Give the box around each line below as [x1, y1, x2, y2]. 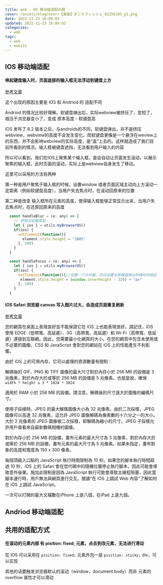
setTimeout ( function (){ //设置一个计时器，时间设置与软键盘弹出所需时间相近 [17, 273, 157, 277]
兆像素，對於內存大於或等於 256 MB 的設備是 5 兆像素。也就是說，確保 [5, 375, 147, 381]
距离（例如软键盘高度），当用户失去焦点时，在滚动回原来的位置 [9, 188, 135, 194]
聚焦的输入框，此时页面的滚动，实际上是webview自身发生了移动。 [5, 161, 138, 167]
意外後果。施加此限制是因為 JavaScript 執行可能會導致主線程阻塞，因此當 [9, 469, 157, 475]
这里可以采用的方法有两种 [5, 171, 56, 177]
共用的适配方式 [5, 526, 50, 534]
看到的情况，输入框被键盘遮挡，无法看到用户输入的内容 [13, 144, 124, 150]
